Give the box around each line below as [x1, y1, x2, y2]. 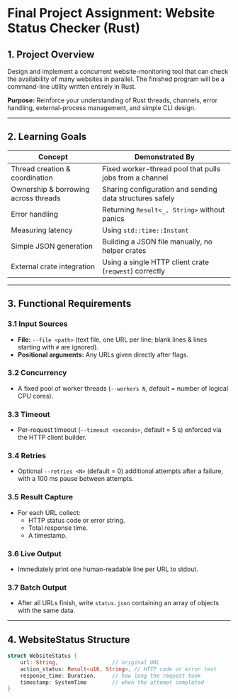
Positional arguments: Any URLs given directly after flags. [17, 350, 189, 359]
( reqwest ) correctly [102, 266, 165, 276]
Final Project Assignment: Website [7, 5, 215, 21]
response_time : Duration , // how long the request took [20, 672, 201, 679]
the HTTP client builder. [17, 433, 87, 442]
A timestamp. [28, 531, 67, 539]
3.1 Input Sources [7, 319, 68, 329]
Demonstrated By [134, 151, 195, 161]
